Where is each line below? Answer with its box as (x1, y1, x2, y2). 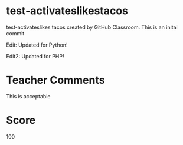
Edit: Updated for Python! (6, 41, 68, 48)
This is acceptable (6, 93, 51, 100)
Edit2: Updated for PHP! (6, 52, 64, 60)
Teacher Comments (6, 74, 105, 87)
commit (6, 29, 25, 37)
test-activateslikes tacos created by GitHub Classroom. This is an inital (6, 24, 178, 31)
